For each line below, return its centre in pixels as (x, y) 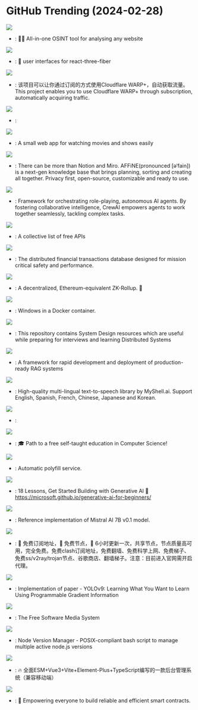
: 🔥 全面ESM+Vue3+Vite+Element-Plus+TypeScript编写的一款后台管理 (100, 670)
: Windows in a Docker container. (55, 310)
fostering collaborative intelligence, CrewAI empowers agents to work (100, 207)
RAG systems (47, 368)
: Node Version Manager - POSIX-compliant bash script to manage (96, 640)
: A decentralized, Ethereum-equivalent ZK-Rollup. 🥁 (78, 288)
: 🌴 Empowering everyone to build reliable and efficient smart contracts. (103, 700)
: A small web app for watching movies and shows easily (84, 143)
